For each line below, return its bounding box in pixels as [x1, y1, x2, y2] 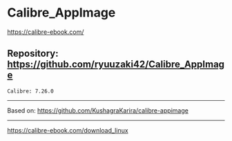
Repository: [7, 48, 59, 59]
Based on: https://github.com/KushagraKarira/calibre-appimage [7, 106, 188, 115]
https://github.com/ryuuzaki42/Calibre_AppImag [7, 59, 225, 70]
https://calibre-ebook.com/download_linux [7, 126, 129, 134]
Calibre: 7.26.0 [7, 88, 54, 95]
